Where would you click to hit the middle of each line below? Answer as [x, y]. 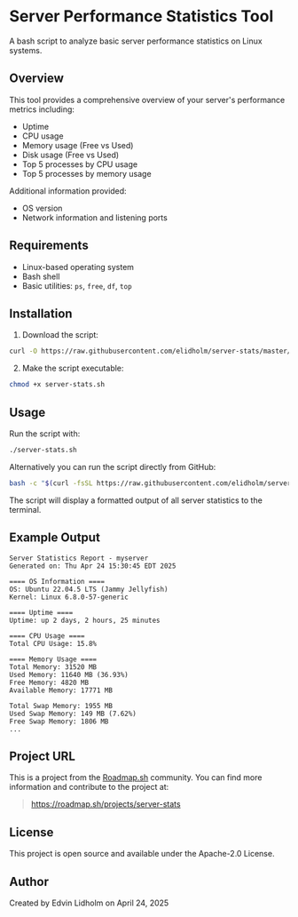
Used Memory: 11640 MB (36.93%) [69, 674]
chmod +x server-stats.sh [57, 385]
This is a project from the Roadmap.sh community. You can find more [136, 777]
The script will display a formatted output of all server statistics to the [136, 500]
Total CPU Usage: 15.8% [53, 643]
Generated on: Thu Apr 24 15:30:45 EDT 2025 [93, 566]
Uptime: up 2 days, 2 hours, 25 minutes [85, 620]
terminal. [25, 509]
